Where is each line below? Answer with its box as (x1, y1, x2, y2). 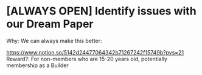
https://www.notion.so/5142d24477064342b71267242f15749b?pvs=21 (6, 48, 184, 56)
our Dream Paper (6, 17, 94, 31)
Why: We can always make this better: (6, 37, 102, 44)
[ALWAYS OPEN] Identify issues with (6, 4, 197, 18)
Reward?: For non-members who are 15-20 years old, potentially (6, 55, 167, 62)
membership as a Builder (6, 62, 69, 69)
